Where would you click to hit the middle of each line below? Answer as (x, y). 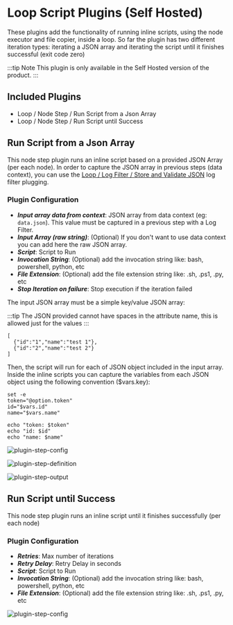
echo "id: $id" (29, 431)
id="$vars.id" (28, 407)
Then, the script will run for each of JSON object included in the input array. (115, 367)
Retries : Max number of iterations (66, 556)
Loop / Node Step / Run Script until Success (80, 121)
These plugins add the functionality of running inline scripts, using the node (115, 32)
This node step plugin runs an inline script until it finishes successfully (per (114, 515)
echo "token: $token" (38, 425)
